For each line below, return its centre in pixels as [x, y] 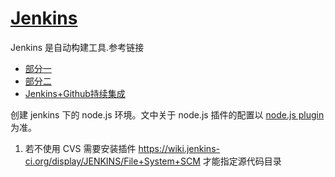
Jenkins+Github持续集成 [75, 93]
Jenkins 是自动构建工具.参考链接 [77, 47]
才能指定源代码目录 [242, 161]
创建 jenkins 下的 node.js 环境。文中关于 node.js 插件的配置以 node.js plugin [167, 114]
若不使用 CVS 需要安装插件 [80, 148]
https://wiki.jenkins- [179, 148]
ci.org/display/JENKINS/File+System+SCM [112, 161]
